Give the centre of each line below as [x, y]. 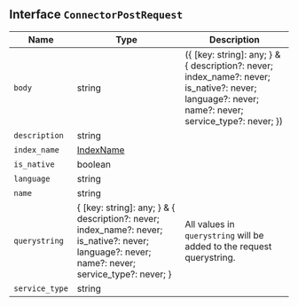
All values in [210, 224]
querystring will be [224, 235]
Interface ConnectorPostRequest [96, 15]
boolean [94, 164]
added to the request [228, 246]
